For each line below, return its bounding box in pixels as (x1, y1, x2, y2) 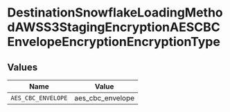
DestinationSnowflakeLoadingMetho (7, 5, 223, 21)
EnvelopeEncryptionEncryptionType (7, 34, 220, 49)
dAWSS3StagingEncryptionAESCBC (7, 19, 220, 35)
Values (7, 61, 38, 73)
